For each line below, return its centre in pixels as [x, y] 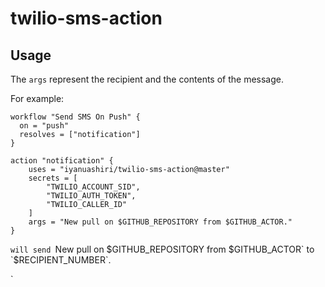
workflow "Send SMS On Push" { [75, 117]
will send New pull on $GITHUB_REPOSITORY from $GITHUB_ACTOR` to [162, 249]
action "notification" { [62, 161]
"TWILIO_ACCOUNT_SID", [93, 187]
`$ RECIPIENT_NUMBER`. [61, 260]
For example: [37, 98]
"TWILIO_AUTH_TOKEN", [91, 196]
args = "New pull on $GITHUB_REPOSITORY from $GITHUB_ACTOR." [160, 222]
